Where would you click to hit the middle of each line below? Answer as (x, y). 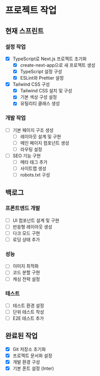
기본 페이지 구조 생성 (33, 130)
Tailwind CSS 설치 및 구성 (46, 91)
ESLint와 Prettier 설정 (42, 78)
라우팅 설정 (31, 149)
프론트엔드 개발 (23, 208)
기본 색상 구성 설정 (39, 97)
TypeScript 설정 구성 (41, 71)
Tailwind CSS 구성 (31, 84)
